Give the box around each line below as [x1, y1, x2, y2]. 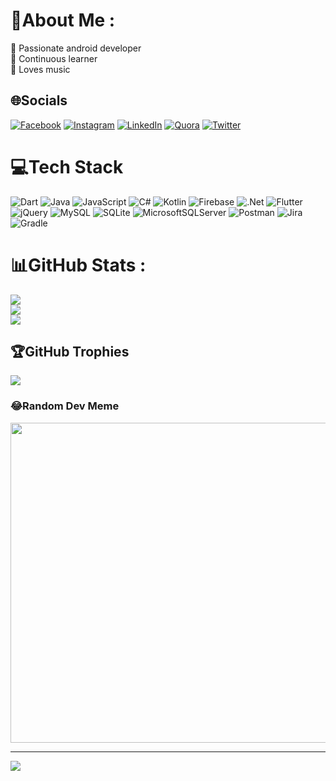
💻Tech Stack [10, 155, 124, 178]
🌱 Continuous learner [10, 52, 98, 64]
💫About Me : [10, 9, 116, 32]
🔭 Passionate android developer [10, 42, 142, 54]
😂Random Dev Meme [10, 399, 120, 413]
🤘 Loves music [10, 63, 71, 75]
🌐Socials [10, 92, 68, 109]
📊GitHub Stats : [10, 254, 147, 276]
